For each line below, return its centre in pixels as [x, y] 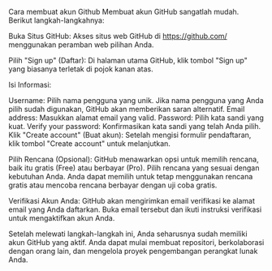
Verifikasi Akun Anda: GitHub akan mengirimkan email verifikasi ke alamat [132, 201]
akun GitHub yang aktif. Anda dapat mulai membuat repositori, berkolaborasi [136, 242]
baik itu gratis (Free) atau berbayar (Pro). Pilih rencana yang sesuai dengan [134, 168]
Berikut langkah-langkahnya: [56, 20]
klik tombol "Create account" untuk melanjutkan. [89, 144]
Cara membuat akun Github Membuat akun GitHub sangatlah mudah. [124, 12]
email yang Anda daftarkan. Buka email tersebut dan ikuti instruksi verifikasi [135, 209]
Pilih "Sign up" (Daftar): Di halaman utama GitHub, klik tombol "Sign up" [128, 60]
